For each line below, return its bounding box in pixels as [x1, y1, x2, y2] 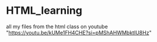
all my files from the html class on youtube [6, 23, 108, 30]
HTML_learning [6, 4, 83, 17]
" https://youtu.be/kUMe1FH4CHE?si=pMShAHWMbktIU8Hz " [6, 29, 152, 36]
